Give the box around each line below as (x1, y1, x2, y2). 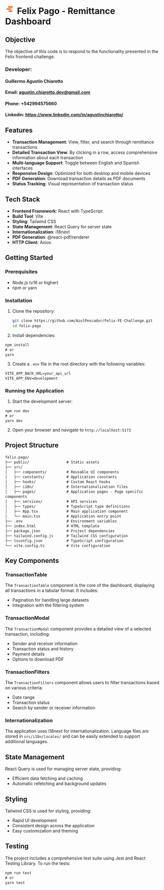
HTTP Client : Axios (12, 239, 51, 245)
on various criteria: (5, 685, 43, 691)
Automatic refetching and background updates (12, 780, 107, 787)
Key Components (5, 556, 59, 565)
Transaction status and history (12, 645, 74, 652)
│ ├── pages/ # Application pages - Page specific (5, 489, 143, 494)
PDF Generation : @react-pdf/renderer (12, 234, 90, 240)
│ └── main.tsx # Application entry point (5, 514, 121, 519)
